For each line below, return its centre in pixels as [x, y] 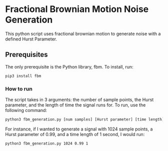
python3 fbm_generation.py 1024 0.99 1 [47, 143]
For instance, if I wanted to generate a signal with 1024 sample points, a [79, 129]
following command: [26, 110]
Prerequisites [26, 55]
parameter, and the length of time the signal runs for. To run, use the [75, 105]
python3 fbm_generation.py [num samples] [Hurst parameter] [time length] [85, 119]
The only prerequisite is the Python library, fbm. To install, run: [69, 66]
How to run [19, 88]
